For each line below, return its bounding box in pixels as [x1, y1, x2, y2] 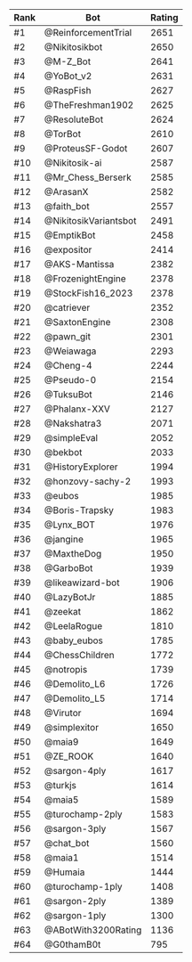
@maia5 [44, 794, 79, 805]
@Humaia [44, 866, 85, 878]
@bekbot [44, 446, 83, 458]
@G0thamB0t [44, 939, 101, 950]
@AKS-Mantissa [44, 258, 115, 270]
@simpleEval [44, 432, 99, 444]
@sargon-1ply [44, 909, 107, 921]
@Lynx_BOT [44, 518, 95, 531]
